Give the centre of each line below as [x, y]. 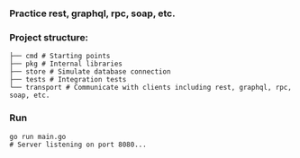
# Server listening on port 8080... [78, 145]
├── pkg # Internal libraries [66, 64]
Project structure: [49, 37]
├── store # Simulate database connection [90, 72]
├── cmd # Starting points [60, 57]
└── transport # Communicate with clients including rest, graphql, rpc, [151, 88]
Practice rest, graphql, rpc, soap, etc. [92, 13]
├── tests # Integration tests [68, 80]
